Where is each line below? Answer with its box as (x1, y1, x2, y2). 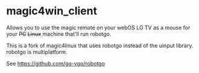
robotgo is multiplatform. (6, 48, 68, 55)
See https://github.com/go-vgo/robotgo (6, 60, 106, 67)
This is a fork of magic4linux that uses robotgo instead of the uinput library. (6, 42, 194, 49)
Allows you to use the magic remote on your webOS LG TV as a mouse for (6, 24, 191, 31)
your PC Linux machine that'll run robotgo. (6, 30, 112, 37)
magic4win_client (6, 4, 98, 18)
